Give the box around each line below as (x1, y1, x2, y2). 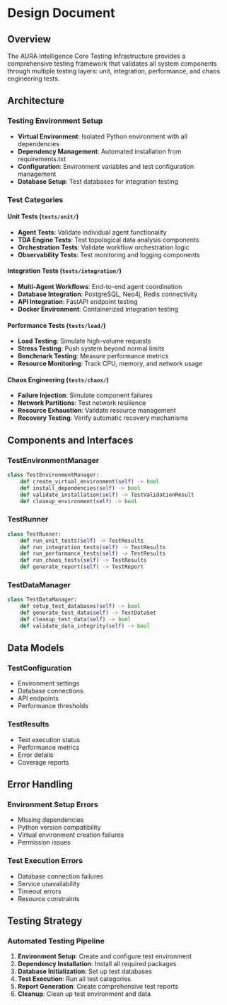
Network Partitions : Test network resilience (17, 399, 146, 407)
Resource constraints (17, 894, 80, 903)
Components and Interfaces (7, 434, 134, 446)
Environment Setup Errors (7, 800, 98, 809)
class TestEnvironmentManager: (7, 471, 100, 478)
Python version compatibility (17, 823, 101, 832)
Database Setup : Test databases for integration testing (17, 177, 179, 185)
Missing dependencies (17, 816, 84, 824)
